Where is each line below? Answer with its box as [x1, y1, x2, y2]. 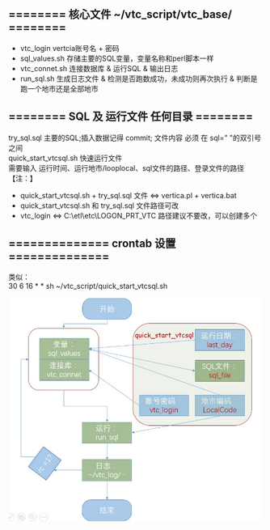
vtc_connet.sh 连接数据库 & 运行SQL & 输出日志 [19, 63, 179, 73]
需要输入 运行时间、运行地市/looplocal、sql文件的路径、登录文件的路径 [8, 163, 245, 172]
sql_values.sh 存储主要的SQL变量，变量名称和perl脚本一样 [19, 53, 214, 63]
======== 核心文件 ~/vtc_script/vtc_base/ [8, 7, 233, 22]
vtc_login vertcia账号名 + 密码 [19, 43, 120, 53]
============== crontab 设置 [8, 237, 176, 251]
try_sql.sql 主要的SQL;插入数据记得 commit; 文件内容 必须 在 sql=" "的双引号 [8, 133, 262, 142]
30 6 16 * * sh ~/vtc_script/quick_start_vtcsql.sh [8, 282, 168, 291]
